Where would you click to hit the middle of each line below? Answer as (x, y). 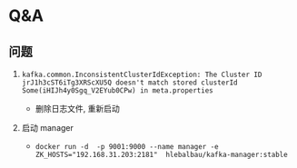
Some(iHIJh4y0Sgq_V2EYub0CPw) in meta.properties (118, 91)
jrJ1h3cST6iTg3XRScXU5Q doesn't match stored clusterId (129, 83)
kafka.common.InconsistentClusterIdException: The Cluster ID (142, 74)
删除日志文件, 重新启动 (77, 109)
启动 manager (48, 128)
